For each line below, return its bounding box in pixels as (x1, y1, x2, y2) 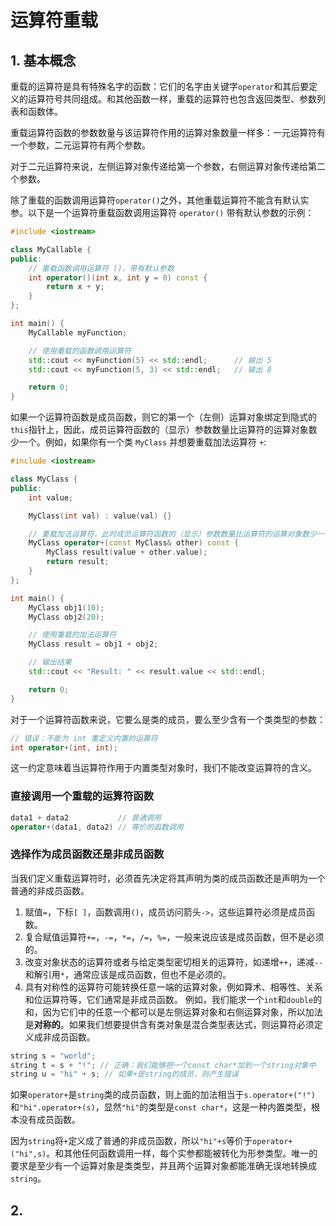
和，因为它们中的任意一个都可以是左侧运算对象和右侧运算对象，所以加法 (24, 1006, 323, 1018)
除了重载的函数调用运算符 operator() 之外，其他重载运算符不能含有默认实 (10, 194, 310, 206)
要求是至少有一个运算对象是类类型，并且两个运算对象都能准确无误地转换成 (10, 1160, 317, 1172)
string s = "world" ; (10, 1051, 97, 1061)
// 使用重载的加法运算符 (28, 630, 117, 640)
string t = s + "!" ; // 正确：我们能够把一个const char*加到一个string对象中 (10, 1060, 317, 1070)
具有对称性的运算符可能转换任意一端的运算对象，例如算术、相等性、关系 (24, 981, 323, 993)
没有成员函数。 (18, 1114, 81, 1126)
